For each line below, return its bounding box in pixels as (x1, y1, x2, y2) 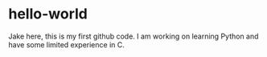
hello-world (8, 5, 88, 23)
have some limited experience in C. (8, 39, 125, 49)
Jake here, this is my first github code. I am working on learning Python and (8, 31, 259, 41)
